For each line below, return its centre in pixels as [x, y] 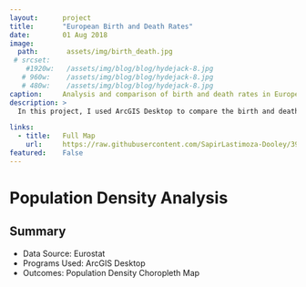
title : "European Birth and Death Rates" [102, 26]
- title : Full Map [56, 136]
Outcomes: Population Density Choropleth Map [111, 272]
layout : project [51, 18]
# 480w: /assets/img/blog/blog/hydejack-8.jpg [117, 86]
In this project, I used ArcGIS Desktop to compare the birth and [146, 111]
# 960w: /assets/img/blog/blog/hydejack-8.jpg [117, 77]
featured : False [46, 153]
